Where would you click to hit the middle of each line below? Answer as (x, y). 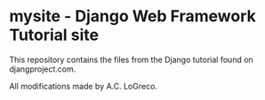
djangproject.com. (43, 69)
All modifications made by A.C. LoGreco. (84, 86)
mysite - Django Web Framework (132, 16)
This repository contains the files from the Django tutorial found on (131, 59)
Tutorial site (54, 35)
